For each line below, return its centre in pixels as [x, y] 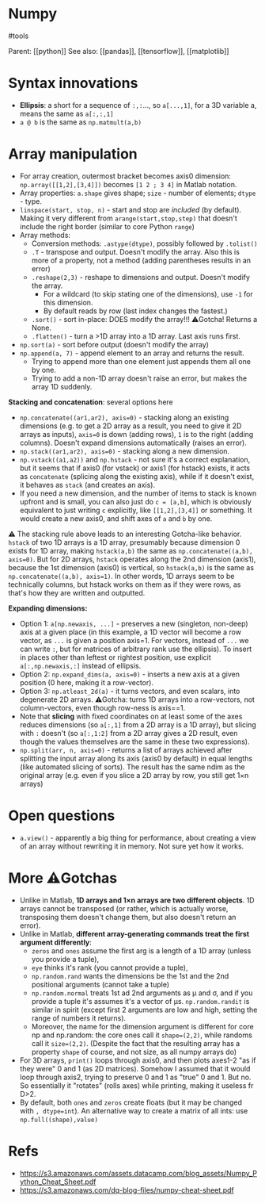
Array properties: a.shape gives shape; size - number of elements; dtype [138, 193]
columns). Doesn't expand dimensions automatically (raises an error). [133, 443]
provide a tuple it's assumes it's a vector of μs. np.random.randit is [140, 1001]
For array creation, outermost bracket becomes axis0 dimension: [125, 176]
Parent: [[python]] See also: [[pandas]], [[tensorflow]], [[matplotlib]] [119, 51]
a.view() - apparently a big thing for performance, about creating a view [138, 837]
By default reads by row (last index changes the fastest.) [135, 311]
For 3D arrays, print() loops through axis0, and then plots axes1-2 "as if [138, 1060]
